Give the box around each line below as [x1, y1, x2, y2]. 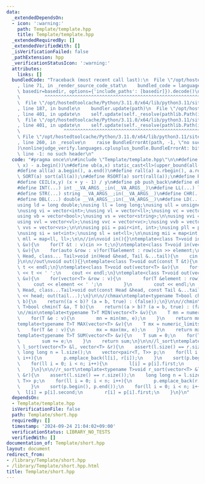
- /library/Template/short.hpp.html [6, 463, 99, 469]
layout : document [6, 446, 51, 452]
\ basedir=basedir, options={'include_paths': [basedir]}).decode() [17, 88, 195, 95]
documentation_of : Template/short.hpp [6, 440, 105, 446]
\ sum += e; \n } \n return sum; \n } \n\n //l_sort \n [17, 338, 179, 344]
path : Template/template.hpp [17, 26, 92, 32]
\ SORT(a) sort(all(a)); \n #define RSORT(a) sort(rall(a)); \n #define [17, 173, 195, 180]
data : [6, 9, 20, 15]
